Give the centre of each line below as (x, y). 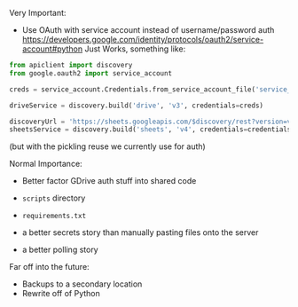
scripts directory (54, 198)
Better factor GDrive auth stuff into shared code (109, 181)
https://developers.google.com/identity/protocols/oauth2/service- (143, 39)
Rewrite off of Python (61, 294)
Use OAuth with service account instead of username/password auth (148, 30)
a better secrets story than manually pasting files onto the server (140, 232)
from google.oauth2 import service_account (91, 73)
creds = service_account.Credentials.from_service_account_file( (132, 89)
